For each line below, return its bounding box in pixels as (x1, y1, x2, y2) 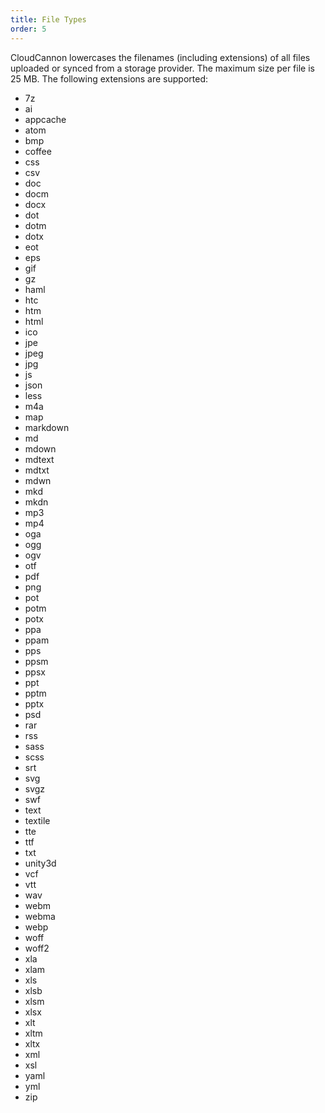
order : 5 (10, 24, 47, 34)
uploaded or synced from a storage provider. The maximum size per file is (10, 62, 315, 74)
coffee (24, 145, 52, 157)
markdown (24, 421, 70, 433)
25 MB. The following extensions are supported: (10, 72, 209, 85)
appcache (24, 113, 67, 125)
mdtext (24, 453, 55, 465)
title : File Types (10, 14, 87, 25)
